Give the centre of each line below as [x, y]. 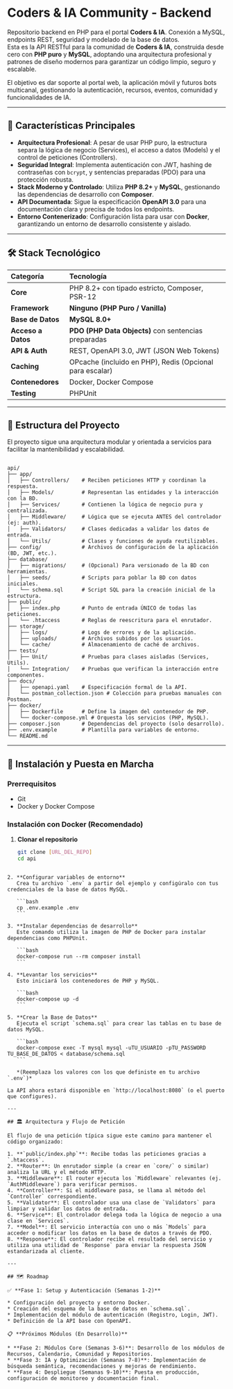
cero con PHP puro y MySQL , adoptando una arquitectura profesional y [110, 54]
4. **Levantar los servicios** [52, 975]
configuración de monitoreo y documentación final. [83, 1379]
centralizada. [28, 511]
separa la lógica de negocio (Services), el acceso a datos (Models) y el [119, 150]
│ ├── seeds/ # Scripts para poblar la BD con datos [102, 578]
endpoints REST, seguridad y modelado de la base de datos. [94, 39]
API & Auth [29, 351]
